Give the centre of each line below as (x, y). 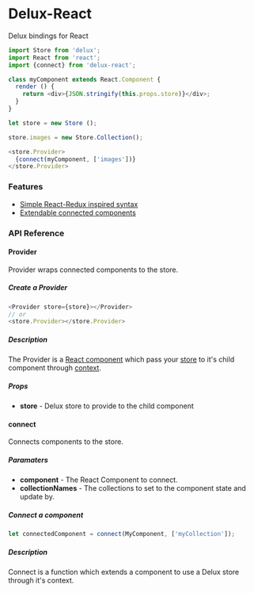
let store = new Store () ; (53, 123)
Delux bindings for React (48, 36)
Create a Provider (38, 288)
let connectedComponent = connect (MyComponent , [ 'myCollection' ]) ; (122, 534)
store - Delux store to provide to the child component (106, 406)
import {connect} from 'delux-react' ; (72, 65)
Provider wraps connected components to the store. (93, 270)
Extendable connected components (78, 212)
